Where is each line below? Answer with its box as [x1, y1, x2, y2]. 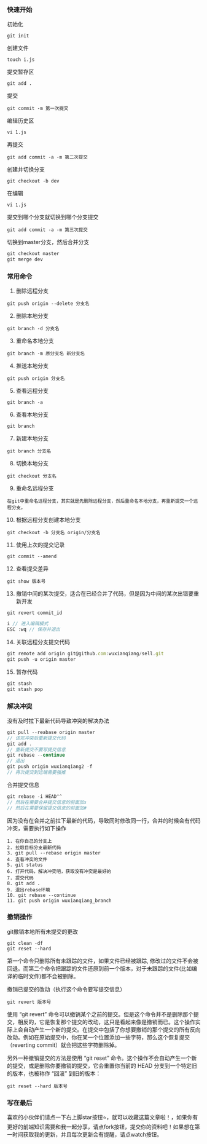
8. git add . [7, 880, 41, 886]
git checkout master [7, 251, 60, 257]
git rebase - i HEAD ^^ [7, 793, 63, 800]
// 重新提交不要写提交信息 [7, 746, 66, 752]
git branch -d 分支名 [7, 326, 60, 332]
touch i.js [7, 57, 35, 63]
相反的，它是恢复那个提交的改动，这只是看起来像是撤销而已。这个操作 [17, 1018, 195, 1025]
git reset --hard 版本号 [7, 1083, 68, 1089]
